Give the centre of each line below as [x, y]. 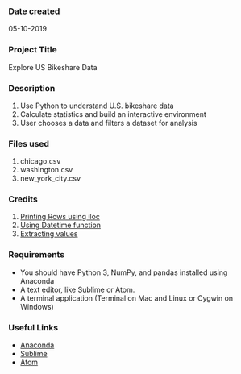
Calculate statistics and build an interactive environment [113, 114]
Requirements [37, 255]
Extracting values [49, 234]
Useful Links [33, 327]
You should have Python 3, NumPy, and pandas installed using [124, 272]
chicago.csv [40, 161]
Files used [29, 143]
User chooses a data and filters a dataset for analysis [108, 123]
